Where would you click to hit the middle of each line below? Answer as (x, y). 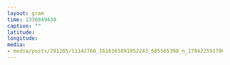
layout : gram (26, 13)
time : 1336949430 (32, 20)
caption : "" (24, 26)
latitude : (21, 32)
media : (16, 45)
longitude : (23, 39)
